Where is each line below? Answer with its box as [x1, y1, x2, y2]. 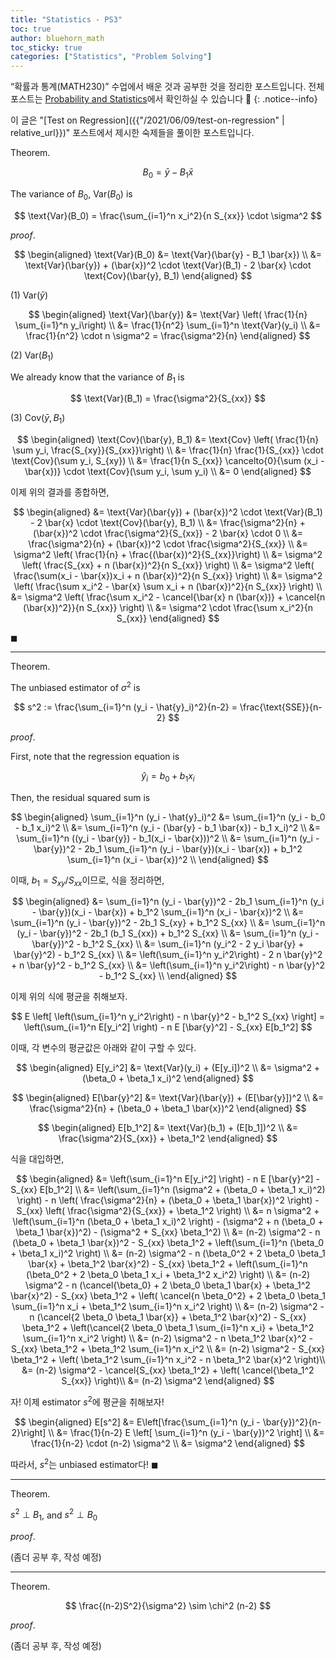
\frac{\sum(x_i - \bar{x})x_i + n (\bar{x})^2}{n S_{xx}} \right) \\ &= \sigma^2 [13, 570, 323, 582]
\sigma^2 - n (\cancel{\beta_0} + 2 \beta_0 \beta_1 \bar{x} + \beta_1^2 [25, 1279, 311, 1291]
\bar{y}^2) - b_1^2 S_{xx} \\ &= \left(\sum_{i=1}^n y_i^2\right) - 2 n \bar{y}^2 [13, 949, 323, 961]
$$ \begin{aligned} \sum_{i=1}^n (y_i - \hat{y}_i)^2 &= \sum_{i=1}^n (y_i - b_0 [10, 811, 326, 823]
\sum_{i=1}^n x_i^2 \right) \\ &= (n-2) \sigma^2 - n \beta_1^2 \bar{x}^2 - [22, 1332, 314, 1345]
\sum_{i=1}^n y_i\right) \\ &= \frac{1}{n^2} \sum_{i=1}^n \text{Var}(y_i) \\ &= [14, 319, 322, 331]
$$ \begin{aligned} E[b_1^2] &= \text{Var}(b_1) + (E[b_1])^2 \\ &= [38, 1122, 298, 1134]
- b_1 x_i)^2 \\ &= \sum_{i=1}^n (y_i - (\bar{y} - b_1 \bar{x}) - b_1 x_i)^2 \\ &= [15, 821, 321, 833]
